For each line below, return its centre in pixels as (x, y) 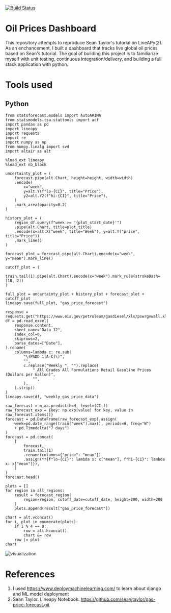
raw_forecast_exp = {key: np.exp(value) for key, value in (69, 410)
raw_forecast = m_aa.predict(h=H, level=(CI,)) (57, 406)
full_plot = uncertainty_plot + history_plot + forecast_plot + (75, 294)
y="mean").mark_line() (29, 258)
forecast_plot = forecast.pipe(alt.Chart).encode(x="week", (70, 254)
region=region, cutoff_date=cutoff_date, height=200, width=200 (93, 499)
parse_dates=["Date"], (38, 343)
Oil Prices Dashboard (51, 29)
